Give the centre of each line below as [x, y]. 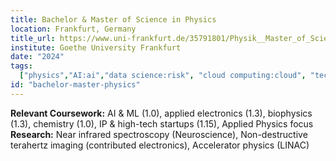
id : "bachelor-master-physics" [75, 85]
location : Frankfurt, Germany [73, 29]
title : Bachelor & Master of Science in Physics [113, 19]
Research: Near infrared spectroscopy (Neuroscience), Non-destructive [159, 134]
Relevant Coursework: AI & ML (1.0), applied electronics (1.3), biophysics [161, 113]
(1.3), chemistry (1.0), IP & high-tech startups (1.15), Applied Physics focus [162, 123]
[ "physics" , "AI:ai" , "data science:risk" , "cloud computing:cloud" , [163, 76]
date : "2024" [37, 57]
